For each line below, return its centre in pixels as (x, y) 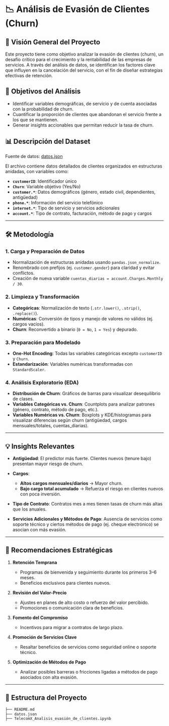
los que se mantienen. (35, 120)
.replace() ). (25, 313)
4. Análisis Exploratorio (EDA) (42, 382)
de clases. (23, 399)
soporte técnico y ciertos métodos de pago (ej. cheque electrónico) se (86, 524)
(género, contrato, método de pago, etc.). (56, 410)
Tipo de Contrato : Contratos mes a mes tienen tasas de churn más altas (87, 504)
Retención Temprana (35, 562)
